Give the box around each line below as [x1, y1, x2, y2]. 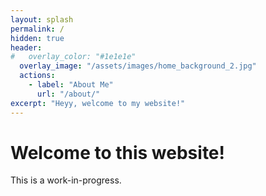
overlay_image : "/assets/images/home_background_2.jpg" [19, 61, 257, 71]
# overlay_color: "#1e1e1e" [10, 52, 137, 62]
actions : [19, 71, 56, 81]
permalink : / [10, 24, 65, 34]
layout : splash [10, 14, 74, 25]
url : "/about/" [36, 89, 101, 99]
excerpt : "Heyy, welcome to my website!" [10, 98, 186, 108]
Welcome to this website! [10, 141, 226, 164]
